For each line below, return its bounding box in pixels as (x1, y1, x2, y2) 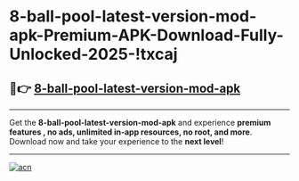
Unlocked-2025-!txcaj (9, 45, 178, 64)
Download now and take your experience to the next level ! (9, 136, 224, 146)
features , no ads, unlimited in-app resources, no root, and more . (9, 127, 253, 137)
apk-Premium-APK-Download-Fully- (9, 25, 285, 45)
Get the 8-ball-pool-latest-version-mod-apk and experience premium (9, 118, 271, 128)
